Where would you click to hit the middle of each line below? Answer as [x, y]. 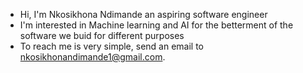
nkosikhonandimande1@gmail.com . [92, 57]
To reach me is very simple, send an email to [112, 46]
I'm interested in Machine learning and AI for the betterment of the [156, 25]
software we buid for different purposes [102, 35]
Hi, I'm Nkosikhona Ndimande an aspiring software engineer [143, 14]
